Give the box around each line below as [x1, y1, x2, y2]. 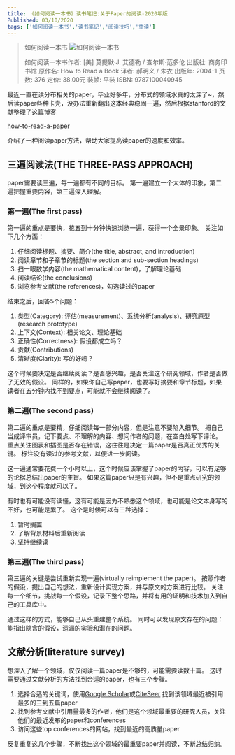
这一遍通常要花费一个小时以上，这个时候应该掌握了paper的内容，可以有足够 [7, 464, 227, 473]
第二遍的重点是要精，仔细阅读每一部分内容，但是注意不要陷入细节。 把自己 [7, 423, 224, 431]
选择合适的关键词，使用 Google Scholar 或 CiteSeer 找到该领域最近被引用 [17, 689, 224, 698]
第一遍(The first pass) [7, 207, 83, 217]
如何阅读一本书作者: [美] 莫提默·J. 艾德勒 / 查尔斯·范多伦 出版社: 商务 [24, 58, 222, 66]
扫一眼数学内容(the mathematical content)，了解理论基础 [17, 265, 182, 273]
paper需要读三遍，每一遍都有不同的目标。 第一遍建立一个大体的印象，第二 [7, 179, 222, 187]
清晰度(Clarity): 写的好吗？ [17, 354, 94, 363]
